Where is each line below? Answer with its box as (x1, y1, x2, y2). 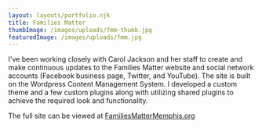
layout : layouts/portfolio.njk (8, 11, 111, 20)
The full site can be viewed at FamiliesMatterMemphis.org (8, 111, 195, 121)
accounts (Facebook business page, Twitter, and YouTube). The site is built (8, 71, 251, 80)
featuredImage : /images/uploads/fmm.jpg (8, 33, 143, 41)
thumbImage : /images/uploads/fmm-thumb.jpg (8, 26, 153, 34)
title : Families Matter (8, 19, 86, 27)
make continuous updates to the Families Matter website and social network (8, 63, 254, 73)
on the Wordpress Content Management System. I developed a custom (8, 80, 238, 89)
